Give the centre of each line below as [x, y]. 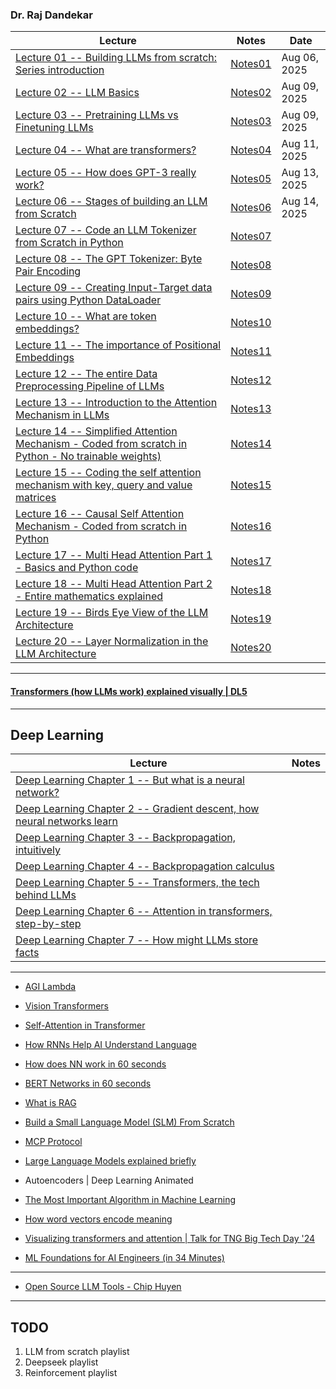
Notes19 [251, 619]
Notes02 [251, 93]
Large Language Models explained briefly [110, 1161]
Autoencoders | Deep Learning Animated [109, 1180]
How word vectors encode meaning [98, 1219]
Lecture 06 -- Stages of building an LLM [111, 201]
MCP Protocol [53, 1142]
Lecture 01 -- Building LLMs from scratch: [116, 58]
